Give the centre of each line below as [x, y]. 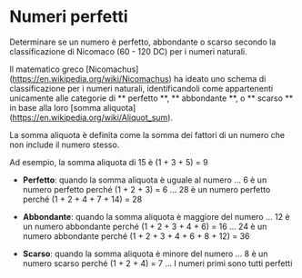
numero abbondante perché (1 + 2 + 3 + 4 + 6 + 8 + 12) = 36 [136, 236]
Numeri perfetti [69, 17]
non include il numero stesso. [65, 144]
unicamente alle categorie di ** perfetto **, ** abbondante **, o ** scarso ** [151, 98]
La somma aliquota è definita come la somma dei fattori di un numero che [147, 134]
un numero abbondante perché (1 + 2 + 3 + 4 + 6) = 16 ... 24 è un [145, 226]
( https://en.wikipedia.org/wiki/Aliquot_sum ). [91, 117]
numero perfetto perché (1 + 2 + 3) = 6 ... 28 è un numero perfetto [146, 189]
